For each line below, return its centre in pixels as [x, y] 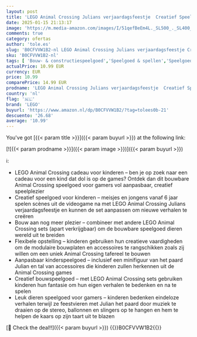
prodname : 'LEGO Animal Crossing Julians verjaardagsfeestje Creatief [95, 88]
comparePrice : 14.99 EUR [36, 83]
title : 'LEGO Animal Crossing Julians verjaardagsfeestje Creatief [91, 17]
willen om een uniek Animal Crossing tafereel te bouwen [82, 254]
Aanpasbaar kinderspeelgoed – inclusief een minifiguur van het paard [98, 260]
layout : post [22, 11]
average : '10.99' [27, 121]
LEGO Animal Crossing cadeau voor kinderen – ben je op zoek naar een [101, 173]
